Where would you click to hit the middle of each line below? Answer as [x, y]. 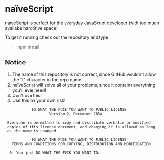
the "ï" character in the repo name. [47, 79]
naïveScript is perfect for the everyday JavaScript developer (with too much [82, 23]
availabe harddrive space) [32, 28]
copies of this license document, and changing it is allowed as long [81, 127]
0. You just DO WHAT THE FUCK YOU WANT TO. [55, 153]
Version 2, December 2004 [76, 114]
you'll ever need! [29, 90]
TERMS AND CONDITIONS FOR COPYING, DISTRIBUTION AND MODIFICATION [81, 144]
